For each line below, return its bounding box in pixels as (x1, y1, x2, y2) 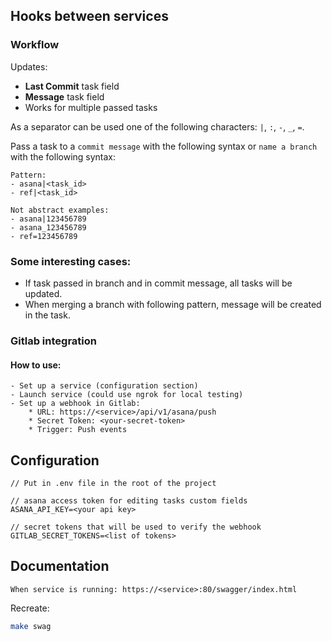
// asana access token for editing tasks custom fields (10, 495, 248, 506)
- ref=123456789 (10, 231, 78, 241)
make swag (10, 621, 52, 631)
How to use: (10, 359, 62, 371)
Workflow (10, 38, 60, 52)
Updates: (10, 60, 48, 73)
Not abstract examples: (10, 205, 110, 215)
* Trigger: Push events (28, 425, 128, 435)
